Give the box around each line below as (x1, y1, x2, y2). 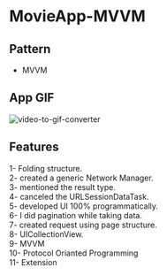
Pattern (9, 42, 51, 57)
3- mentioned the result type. (9, 181, 117, 192)
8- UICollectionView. (9, 228, 84, 240)
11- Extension (9, 256, 57, 267)
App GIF (9, 90, 55, 105)
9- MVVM (9, 238, 45, 248)
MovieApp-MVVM (9, 6, 146, 27)
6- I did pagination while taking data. (9, 210, 143, 220)
